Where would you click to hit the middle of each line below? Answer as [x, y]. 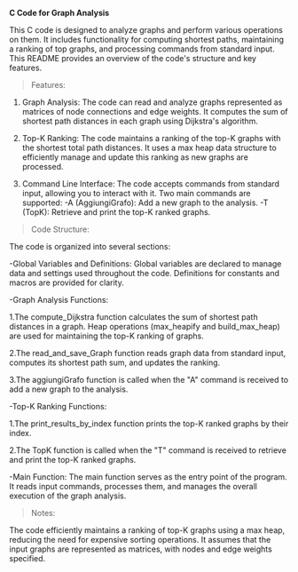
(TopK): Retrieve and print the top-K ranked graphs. [116, 212]
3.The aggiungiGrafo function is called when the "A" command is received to [149, 380]
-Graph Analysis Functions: [59, 300]
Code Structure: [60, 229]
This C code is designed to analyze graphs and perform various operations [146, 30]
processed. [43, 167]
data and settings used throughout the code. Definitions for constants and [144, 273]
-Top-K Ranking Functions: [58, 406]
